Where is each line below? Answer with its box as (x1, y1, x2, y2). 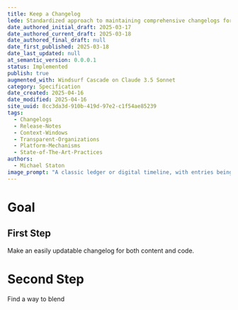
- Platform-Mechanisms (13, 143, 81, 150)
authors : (7, 155, 33, 163)
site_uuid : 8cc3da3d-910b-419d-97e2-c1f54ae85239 (7, 103, 157, 110)
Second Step (7, 271, 85, 287)
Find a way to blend (7, 294, 65, 303)
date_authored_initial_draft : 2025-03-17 (7, 23, 132, 31)
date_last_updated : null (7, 50, 81, 57)
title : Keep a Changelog (7, 10, 81, 18)
